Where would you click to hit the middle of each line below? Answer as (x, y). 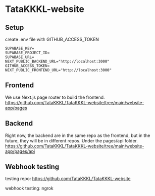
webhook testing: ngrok (29, 188)
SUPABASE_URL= (20, 57)
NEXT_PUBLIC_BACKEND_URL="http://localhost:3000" (57, 62)
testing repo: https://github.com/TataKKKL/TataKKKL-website (68, 179)
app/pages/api (20, 151)
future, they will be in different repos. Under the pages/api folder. (71, 140)
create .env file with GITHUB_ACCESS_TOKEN (52, 39)
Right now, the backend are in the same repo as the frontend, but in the (78, 135)
